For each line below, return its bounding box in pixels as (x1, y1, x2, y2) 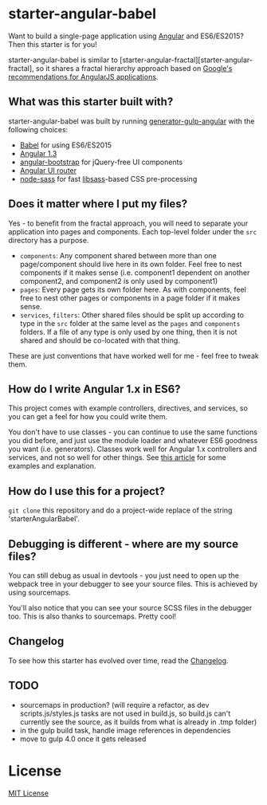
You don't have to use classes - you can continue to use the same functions (8, 427, 257, 437)
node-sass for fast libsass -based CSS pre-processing (19, 174, 198, 183)
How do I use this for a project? (8, 484, 166, 498)
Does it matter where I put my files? (8, 197, 188, 211)
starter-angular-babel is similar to (8, 55, 118, 65)
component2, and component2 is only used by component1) (19, 276, 218, 285)
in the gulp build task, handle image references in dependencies (19, 725, 231, 735)
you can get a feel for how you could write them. (8, 412, 167, 422)
